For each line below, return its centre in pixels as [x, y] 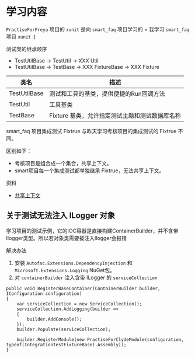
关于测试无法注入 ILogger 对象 [61, 216]
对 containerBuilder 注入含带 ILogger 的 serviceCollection [86, 277]
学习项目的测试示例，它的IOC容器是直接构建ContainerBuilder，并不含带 [92, 231]
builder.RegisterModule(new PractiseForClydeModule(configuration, [100, 339]
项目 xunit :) [21, 36]
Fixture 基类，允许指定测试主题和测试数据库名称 [115, 116]
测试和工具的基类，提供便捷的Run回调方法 [107, 93]
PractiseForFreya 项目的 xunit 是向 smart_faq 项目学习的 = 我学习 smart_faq [98, 29]
